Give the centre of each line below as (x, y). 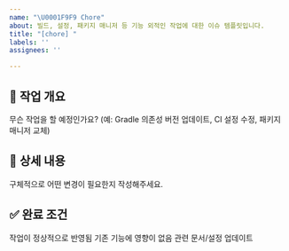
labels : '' (29, 42)
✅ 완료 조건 (39, 215)
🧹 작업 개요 (38, 96)
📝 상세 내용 (38, 161)
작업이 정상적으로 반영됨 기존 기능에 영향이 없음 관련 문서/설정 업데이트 (131, 238)
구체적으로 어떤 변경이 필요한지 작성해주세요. (86, 184)
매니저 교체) (30, 130)
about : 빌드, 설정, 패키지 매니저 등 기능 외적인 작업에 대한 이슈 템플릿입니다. (137, 26)
